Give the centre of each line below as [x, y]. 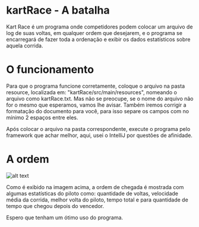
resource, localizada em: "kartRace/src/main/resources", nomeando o [91, 92]
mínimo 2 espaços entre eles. [42, 117]
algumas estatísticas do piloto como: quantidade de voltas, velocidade [92, 193]
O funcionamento [50, 70]
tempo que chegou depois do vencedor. [55, 206]
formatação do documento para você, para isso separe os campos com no [97, 111]
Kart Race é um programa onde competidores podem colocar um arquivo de [99, 27]
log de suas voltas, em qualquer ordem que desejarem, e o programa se [94, 33]
